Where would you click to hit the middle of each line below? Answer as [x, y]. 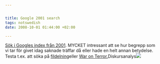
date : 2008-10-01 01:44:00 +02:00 [40, 27]
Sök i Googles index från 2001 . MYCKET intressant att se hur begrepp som [80, 45]
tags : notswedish [23, 22]
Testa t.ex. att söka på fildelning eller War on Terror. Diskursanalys [71, 56]
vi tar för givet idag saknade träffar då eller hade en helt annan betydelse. [79, 51]
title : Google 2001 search [33, 18]
